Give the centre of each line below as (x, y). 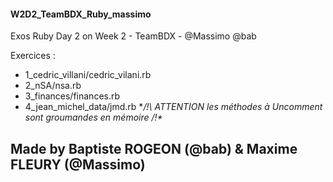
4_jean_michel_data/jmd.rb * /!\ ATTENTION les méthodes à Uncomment (173, 107)
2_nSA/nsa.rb (53, 86)
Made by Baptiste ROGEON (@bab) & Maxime (154, 148)
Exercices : (33, 56)
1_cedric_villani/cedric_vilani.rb (88, 75)
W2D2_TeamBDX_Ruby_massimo (81, 14)
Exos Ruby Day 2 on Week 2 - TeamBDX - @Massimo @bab (133, 36)
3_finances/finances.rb (72, 96)
